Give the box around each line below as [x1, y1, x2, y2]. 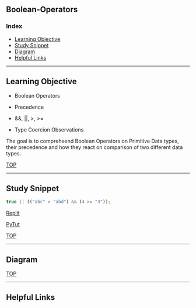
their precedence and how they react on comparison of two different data [6, 143, 183, 151]
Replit [6, 210, 20, 217]
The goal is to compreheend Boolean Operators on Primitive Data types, [6, 137, 179, 144]
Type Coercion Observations [14, 126, 84, 133]
